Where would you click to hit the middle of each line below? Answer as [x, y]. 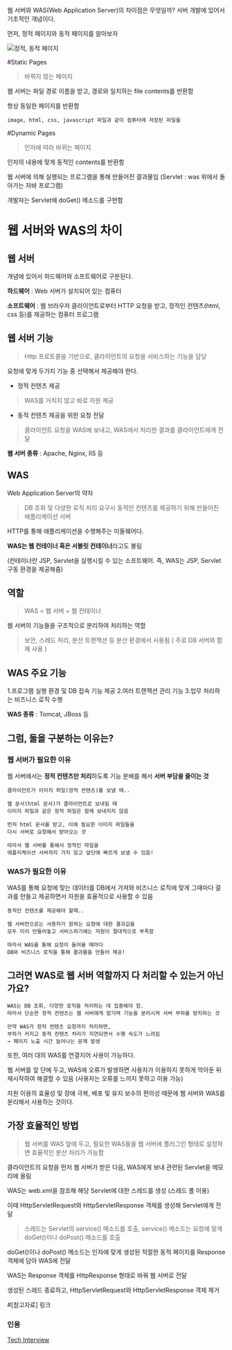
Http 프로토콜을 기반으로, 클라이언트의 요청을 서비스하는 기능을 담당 [115, 356]
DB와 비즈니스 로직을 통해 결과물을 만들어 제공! [66, 953]
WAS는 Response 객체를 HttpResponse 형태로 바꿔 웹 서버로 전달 [97, 1275]
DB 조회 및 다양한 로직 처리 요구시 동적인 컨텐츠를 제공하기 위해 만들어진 [122, 507]
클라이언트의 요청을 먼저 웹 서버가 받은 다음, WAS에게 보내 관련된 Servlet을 [109, 1167]
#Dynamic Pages [32, 133]
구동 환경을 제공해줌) [35, 569]
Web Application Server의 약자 [50, 493]
